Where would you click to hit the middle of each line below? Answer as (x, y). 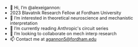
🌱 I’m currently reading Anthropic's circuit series (59, 28)
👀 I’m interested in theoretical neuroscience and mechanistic (71, 18)
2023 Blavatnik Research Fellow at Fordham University (66, 13)
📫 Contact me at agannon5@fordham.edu (53, 39)
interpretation (24, 23)
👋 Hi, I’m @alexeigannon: (35, 8)
